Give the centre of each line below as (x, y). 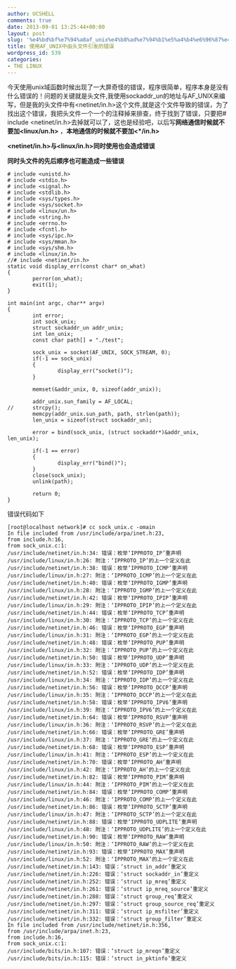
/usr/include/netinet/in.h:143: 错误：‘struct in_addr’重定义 (97, 866)
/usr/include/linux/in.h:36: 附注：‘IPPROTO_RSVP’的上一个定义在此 (102, 724)
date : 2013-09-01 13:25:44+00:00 (56, 27)
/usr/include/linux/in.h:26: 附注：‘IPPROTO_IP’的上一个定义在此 (99, 560)
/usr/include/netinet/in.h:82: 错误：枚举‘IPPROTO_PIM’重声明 (96, 777)
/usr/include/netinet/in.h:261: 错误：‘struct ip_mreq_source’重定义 (108, 889)
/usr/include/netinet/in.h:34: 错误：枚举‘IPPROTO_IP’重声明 (94, 553)
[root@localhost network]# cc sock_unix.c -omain (81, 527)
